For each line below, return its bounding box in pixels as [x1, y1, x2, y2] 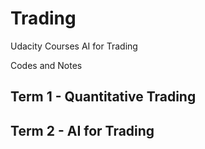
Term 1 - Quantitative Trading [10, 88, 197, 106]
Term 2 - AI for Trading [10, 122, 155, 139]
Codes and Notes [10, 59, 83, 71]
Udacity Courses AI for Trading [10, 40, 138, 52]
